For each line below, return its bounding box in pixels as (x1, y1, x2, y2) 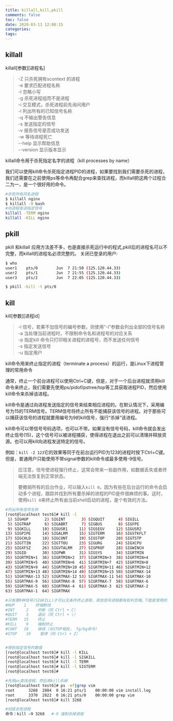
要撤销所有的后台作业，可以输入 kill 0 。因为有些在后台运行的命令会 (18, 484, 163, 490)
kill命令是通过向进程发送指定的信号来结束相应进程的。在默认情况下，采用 (5, 402, 160, 408)
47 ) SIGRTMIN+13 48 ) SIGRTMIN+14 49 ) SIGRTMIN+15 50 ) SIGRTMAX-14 (5, 569, 151, 574)
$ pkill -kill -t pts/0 (5, 284, 57, 290)
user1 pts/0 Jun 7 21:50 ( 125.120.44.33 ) (5, 266, 121, 271)
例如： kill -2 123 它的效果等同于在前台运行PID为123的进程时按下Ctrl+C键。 (5, 449, 168, 455)
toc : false (5, 17, 29, 22)
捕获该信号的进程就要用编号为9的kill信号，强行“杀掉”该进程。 (9, 415, 140, 421)
